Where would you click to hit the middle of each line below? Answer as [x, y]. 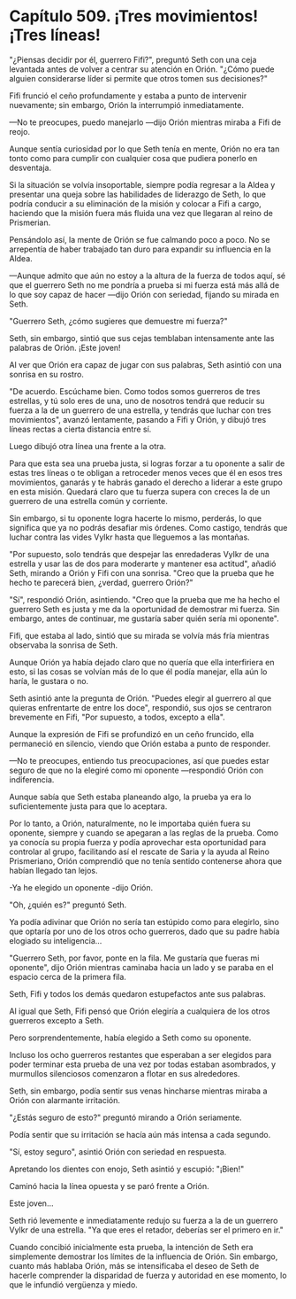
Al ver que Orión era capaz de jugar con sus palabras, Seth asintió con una [146, 364]
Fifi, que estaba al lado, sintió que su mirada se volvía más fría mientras [139, 635]
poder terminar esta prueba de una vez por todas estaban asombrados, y [143, 1064]
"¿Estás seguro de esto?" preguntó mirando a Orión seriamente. [125, 1117]
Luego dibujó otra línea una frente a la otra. [87, 446]
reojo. [20, 131]
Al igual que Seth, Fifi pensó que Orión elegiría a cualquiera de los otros [140, 1011]
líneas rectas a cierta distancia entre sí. [80, 429]
